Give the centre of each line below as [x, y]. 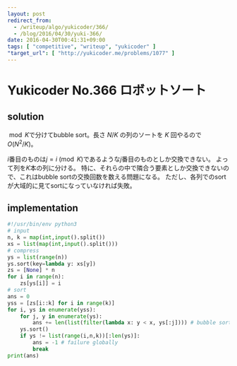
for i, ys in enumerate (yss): [52, 309]
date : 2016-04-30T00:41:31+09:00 [56, 40]
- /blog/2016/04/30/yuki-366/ [58, 34]
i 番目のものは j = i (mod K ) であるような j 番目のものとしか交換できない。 [111, 159]
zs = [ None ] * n [31, 270]
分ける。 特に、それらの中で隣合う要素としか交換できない [139, 167]
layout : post [26, 14]
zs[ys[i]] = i [41, 283]
